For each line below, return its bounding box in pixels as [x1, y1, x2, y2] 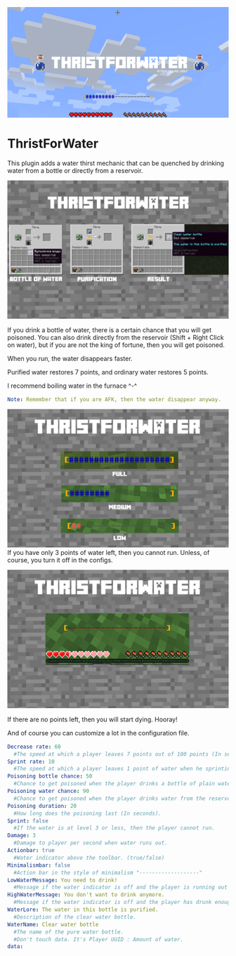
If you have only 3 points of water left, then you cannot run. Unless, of [7, 548, 210, 556]
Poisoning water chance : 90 [7, 787, 90, 795]
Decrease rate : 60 [7, 743, 61, 750]
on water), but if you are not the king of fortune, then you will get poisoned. [7, 341, 225, 349]
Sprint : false [7, 817, 49, 825]
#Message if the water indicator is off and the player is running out [13, 884, 228, 891]
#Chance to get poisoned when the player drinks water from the [13, 794, 206, 802]
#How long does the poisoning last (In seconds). [13, 810, 162, 817]
